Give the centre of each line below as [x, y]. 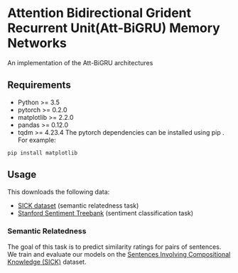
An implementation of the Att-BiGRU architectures [80, 62]
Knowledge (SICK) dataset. [47, 262]
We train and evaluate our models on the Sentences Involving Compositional [119, 254]
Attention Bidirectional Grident [99, 13]
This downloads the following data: [59, 191]
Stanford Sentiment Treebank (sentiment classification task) [106, 213]
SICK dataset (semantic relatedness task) [78, 205]
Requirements [39, 85]
